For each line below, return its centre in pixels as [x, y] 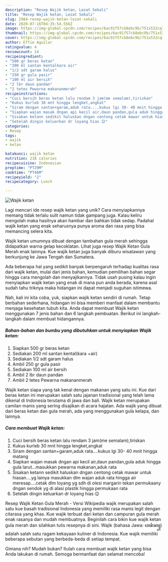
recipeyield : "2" [23, 177]
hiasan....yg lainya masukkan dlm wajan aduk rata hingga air [74, 478]
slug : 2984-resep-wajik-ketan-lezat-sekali [51, 19]
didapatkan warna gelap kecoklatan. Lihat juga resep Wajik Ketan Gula [77, 246]
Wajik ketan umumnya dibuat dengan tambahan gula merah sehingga [76, 241]
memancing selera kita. [29, 231]
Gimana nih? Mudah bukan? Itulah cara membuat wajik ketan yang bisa [78, 549]
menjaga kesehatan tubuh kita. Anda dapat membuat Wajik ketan [72, 308]
